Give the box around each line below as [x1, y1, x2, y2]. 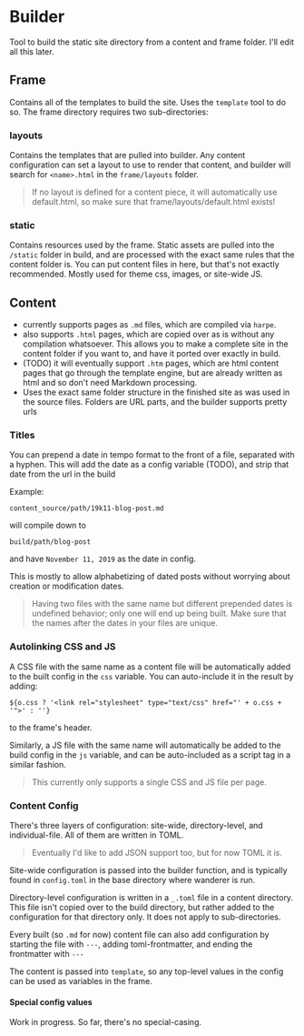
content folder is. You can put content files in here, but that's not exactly [9, 259, 279, 270]
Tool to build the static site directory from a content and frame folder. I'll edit [9, 36, 295, 47]
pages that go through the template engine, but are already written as [22, 367, 283, 378]
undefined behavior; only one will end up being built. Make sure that [31, 608, 287, 619]
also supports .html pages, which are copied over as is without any [22, 329, 275, 340]
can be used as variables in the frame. [9, 976, 152, 987]
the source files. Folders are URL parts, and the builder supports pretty [22, 397, 288, 407]
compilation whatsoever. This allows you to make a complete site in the [22, 338, 289, 349]
